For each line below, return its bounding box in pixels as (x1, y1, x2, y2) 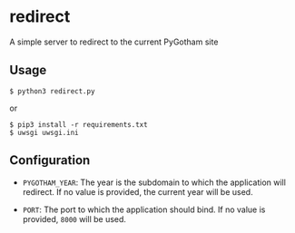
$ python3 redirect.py (9, 86, 95, 96)
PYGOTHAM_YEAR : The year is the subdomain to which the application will (22, 177, 286, 188)
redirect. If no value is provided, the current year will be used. (22, 186, 253, 197)
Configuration (9, 152, 91, 169)
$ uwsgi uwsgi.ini (9, 128, 79, 137)
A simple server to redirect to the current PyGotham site (9, 36, 219, 47)
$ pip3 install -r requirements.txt (9, 120, 148, 129)
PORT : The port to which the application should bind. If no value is (22, 204, 266, 215)
